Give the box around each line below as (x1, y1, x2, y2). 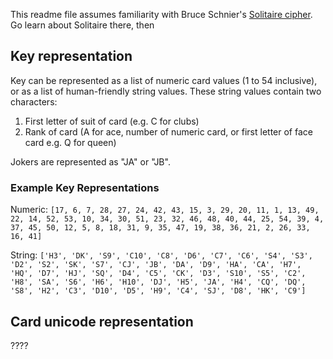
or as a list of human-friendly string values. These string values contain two (10, 85, 322, 97)
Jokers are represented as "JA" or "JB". (10, 155, 171, 168)
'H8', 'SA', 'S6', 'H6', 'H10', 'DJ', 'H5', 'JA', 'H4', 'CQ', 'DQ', (10, 277, 307, 288)
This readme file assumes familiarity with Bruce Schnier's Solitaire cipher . (10, 9, 313, 20)
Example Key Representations (10, 180, 160, 194)
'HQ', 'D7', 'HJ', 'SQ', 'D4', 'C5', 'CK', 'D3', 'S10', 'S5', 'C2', (10, 269, 307, 279)
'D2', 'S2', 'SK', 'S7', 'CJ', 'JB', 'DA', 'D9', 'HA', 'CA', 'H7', (10, 260, 302, 270)
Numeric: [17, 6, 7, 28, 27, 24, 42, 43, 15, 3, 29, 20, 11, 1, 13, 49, (10, 204, 320, 216)
